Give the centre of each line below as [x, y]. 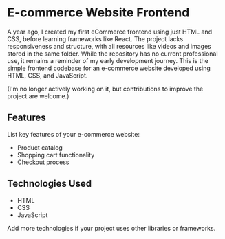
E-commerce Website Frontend [98, 13]
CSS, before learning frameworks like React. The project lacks [95, 38]
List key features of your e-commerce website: [73, 134]
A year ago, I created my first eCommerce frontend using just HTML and [109, 32]
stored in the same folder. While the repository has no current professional [112, 54]
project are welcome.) [38, 96]
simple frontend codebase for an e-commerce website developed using [109, 68]
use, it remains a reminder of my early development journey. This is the [108, 60]
